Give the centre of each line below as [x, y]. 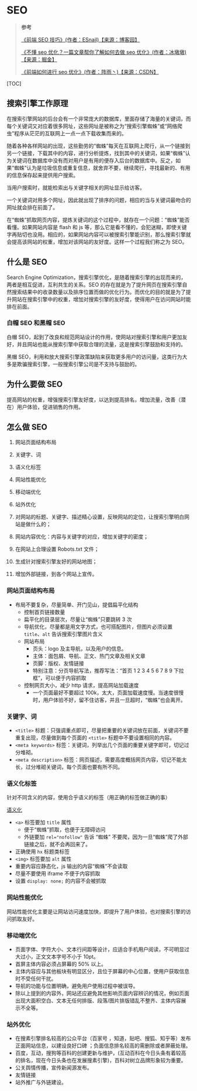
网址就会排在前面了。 [32, 207]
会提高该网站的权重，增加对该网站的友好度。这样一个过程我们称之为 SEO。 [97, 241]
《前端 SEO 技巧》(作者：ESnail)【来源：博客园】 [80, 39]
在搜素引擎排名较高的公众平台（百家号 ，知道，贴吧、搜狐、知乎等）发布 [103, 1038]
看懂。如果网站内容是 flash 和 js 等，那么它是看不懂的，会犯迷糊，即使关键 [97, 227]
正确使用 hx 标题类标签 [42, 852]
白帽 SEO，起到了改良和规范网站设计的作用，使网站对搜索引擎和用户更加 [95, 337]
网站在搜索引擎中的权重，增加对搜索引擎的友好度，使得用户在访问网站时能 [101, 299]
